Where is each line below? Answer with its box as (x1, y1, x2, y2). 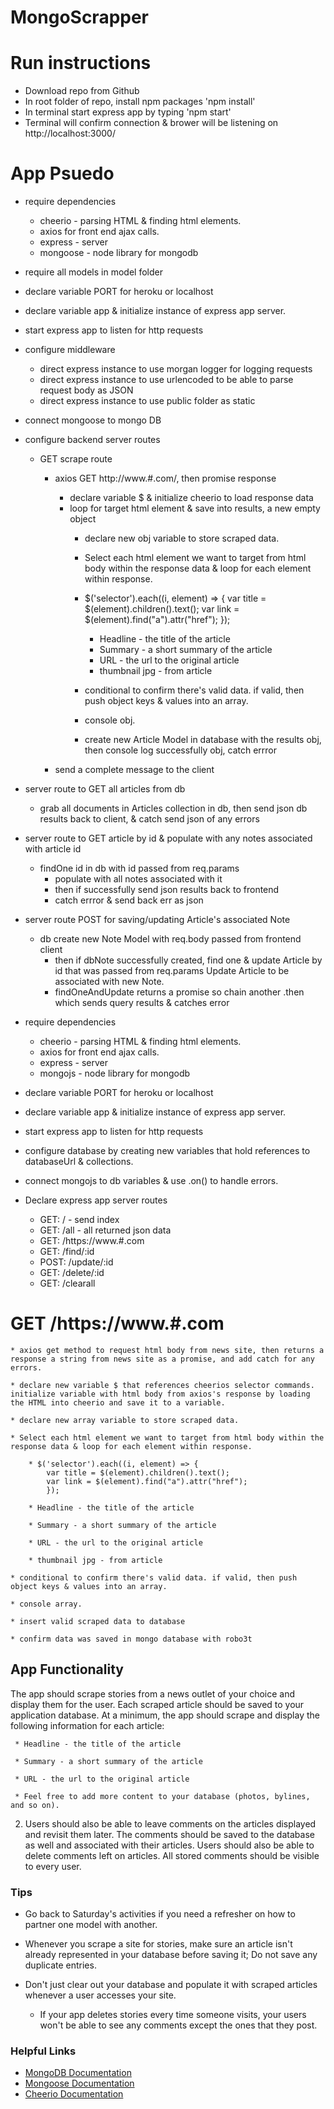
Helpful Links (10, 2044, 77, 2058)
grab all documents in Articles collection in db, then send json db (39, 802, 308, 815)
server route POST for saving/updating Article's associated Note (24, 914, 291, 926)
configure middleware (24, 344, 116, 356)
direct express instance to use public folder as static (39, 395, 256, 407)
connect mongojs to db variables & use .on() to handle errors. (24, 1175, 279, 1187)
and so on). (10, 1800, 60, 1810)
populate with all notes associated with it (54, 873, 223, 885)
